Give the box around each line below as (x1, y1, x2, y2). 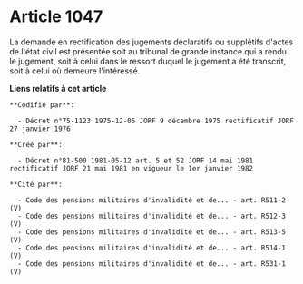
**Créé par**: (9, 140, 64, 149)
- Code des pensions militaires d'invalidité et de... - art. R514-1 (17, 243, 286, 252)
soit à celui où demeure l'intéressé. (9, 65, 141, 76)
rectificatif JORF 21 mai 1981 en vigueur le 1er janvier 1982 (9, 163, 254, 173)
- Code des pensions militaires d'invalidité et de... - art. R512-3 (17, 211, 286, 220)
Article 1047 (9, 6, 103, 27)
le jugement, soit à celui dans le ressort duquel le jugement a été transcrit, (9, 55, 287, 66)
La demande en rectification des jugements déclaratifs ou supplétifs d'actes (9, 36, 294, 47)
